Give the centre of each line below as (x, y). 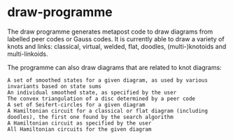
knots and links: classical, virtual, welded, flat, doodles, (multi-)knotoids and (117, 46)
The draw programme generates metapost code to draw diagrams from (110, 31)
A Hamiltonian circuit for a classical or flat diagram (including (108, 111)
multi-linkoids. (28, 54)
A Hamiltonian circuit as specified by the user (79, 123)
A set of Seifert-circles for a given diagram (76, 105)
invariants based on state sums (54, 86)
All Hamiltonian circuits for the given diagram (79, 129)
